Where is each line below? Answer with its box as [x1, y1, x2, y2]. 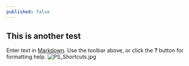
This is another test [6, 31, 81, 41]
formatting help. [6, 53, 47, 61]
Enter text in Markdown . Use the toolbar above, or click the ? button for [6, 47, 184, 54]
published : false [6, 8, 50, 15]
